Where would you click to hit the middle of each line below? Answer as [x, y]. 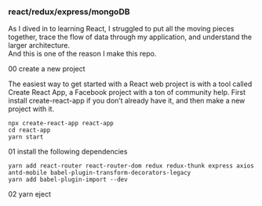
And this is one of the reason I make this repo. [82, 54]
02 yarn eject [29, 194]
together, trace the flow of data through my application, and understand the [130, 37]
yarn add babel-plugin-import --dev [68, 180]
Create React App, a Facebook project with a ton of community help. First [127, 92]
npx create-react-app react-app [61, 124]
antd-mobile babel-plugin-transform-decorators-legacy [100, 173]
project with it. [31, 109]
